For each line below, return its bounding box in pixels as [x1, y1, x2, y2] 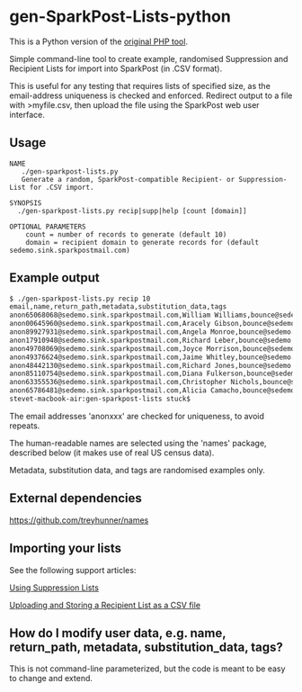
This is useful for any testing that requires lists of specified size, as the [9, 80, 271, 91]
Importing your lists [9, 541, 122, 556]
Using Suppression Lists [9, 582, 99, 593]
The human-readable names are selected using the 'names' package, [9, 437, 267, 448]
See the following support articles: [9, 564, 137, 575]
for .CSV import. [29, 183, 94, 192]
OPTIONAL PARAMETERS [9, 222, 87, 231]
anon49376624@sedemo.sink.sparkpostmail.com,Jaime [9, 353, 203, 362]
